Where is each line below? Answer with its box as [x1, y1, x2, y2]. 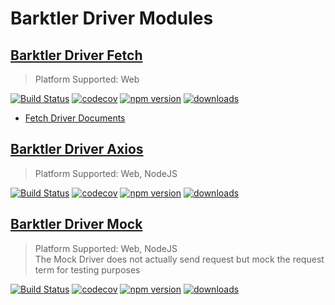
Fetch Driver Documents [24, 112, 126, 124]
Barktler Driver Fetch [10, 47, 143, 64]
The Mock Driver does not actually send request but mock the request [34, 253, 325, 265]
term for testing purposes [34, 263, 141, 276]
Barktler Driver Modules [10, 7, 214, 30]
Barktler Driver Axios [10, 141, 144, 158]
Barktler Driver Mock [10, 216, 143, 233]
